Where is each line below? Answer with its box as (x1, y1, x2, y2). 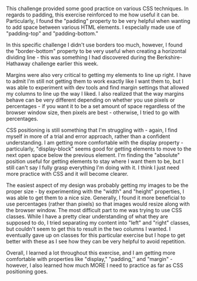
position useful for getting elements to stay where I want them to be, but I (6, 158, 184, 165)
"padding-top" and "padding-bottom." (6, 30, 99, 37)
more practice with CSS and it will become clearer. (6, 170, 129, 177)
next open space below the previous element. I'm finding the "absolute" (6, 152, 181, 158)
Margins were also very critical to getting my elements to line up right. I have (6, 72, 191, 78)
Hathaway (6, 60, 31, 67)
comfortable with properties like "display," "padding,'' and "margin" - (6, 256, 173, 262)
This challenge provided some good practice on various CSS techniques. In (6, 5, 189, 12)
